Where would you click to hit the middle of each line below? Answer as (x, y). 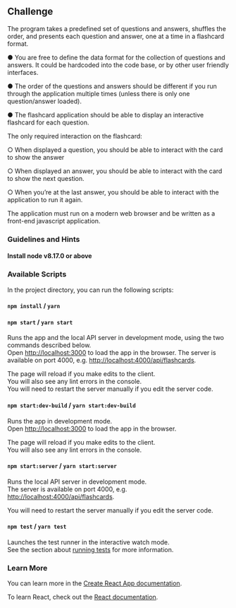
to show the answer (36, 157)
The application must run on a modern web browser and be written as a (111, 213)
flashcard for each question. (48, 122)
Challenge (30, 12)
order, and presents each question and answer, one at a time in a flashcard (116, 36)
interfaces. (23, 72)
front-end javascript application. (54, 221)
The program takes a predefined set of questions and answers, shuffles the (117, 28)
